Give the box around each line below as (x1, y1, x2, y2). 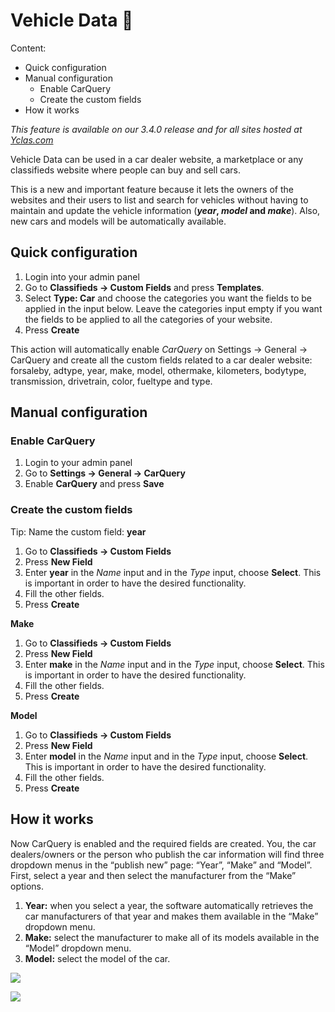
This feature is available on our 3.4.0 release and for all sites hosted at (10, 123, 303, 135)
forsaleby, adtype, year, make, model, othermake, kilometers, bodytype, (10, 364, 307, 376)
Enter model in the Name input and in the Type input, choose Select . (24, 750, 309, 762)
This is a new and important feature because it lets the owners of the (10, 183, 294, 195)
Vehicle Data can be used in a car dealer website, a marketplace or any (10, 153, 304, 165)
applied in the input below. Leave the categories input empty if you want (24, 302, 323, 314)
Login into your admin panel (24, 270, 140, 283)
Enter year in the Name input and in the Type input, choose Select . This (24, 566, 322, 578)
